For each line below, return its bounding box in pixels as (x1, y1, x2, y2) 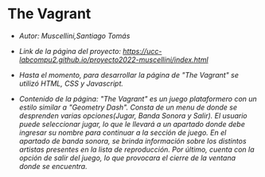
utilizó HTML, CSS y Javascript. (18, 79, 124, 88)
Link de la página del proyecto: (18, 46, 121, 56)
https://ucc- (122, 46, 162, 56)
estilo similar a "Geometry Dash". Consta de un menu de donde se (18, 102, 238, 112)
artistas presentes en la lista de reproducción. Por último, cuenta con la (18, 144, 255, 154)
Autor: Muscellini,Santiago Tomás (18, 31, 131, 40)
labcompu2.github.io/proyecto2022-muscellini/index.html (18, 55, 208, 64)
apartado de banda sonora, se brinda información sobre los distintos (18, 136, 247, 145)
